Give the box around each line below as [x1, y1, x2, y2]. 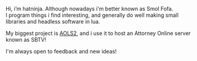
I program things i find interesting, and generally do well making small [5, 11, 179, 19]
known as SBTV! [5, 36, 47, 43]
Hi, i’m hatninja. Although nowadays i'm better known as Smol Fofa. [5, 5, 173, 12]
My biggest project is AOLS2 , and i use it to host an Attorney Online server [5, 30, 191, 37]
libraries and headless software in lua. [5, 18, 100, 25]
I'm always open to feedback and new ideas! [5, 48, 117, 55]
